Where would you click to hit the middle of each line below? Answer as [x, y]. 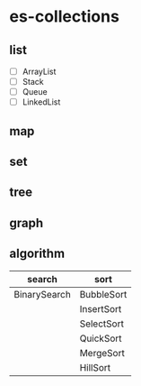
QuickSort [101, 338]
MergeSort [102, 353]
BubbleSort [103, 294]
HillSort [95, 367]
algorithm [37, 254]
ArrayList [39, 71]
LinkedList [41, 102]
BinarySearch [43, 294]
